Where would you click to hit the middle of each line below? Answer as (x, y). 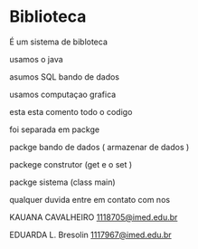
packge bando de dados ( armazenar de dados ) (99, 147)
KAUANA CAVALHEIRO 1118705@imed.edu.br (94, 217)
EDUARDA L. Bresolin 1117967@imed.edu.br (90, 235)
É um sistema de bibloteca (59, 42)
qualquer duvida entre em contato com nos (90, 199)
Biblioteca (48, 17)
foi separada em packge (55, 129)
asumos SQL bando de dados (65, 77)
